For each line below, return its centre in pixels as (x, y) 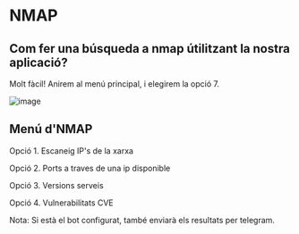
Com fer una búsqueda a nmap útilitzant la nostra (150, 49)
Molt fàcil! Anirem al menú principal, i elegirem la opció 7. (115, 84)
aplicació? (39, 62)
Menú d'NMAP (51, 129)
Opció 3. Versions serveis (57, 185)
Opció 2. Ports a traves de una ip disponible (90, 168)
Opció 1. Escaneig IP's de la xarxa (72, 150)
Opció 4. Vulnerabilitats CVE (61, 203)
